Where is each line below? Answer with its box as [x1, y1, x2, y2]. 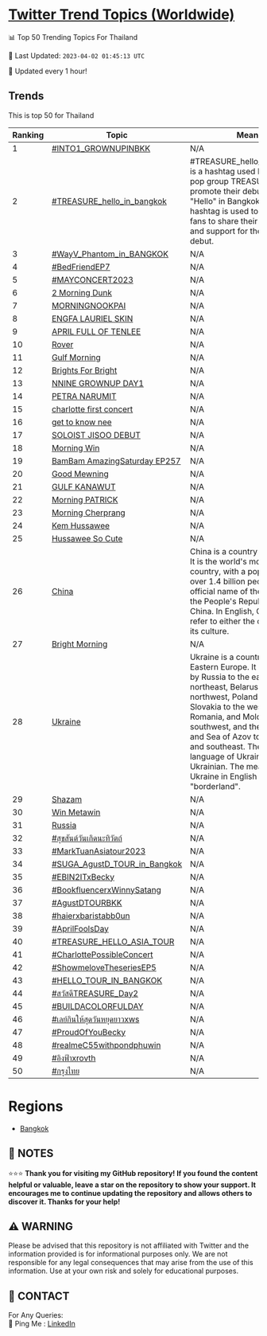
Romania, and [189, 711, 241, 722]
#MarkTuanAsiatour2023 [51, 846, 146, 857]
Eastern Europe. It [189, 661, 257, 672]
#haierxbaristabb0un [51, 910, 130, 921]
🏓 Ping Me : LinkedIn [8, 1319, 75, 1329]
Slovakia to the [189, 701, 245, 712]
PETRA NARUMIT [51, 390, 117, 401]
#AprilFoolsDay [51, 923, 109, 934]
